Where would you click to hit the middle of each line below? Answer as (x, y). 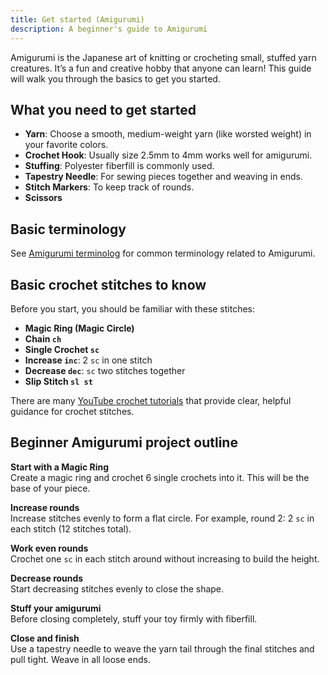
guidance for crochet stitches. (72, 411)
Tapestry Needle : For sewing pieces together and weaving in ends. (163, 177)
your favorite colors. (66, 145)
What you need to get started (103, 109)
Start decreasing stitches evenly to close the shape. (117, 588)
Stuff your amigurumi (56, 608)
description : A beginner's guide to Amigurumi (109, 29)
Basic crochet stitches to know (108, 284)
